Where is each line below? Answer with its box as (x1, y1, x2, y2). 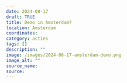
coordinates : (6, 30, 38, 36)
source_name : (6, 63, 38, 69)
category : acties (6, 36, 49, 41)
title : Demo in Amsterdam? (6, 19, 72, 25)
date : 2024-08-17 (6, 8, 49, 15)
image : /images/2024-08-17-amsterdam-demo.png (6, 52, 122, 58)
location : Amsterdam (6, 25, 57, 31)
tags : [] (6, 41, 28, 47)
